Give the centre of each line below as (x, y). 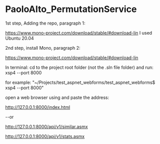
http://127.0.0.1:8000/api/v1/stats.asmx (45, 136)
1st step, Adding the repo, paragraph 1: (45, 23)
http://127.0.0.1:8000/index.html (38, 107)
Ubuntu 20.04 (20, 38)
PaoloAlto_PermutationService (71, 9)
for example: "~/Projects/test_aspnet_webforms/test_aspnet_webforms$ (80, 82)
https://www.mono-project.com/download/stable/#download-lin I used (79, 33)
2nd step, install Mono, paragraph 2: (43, 48)
